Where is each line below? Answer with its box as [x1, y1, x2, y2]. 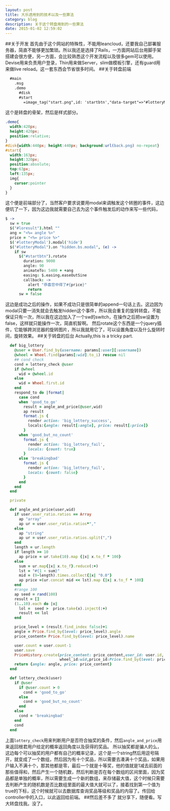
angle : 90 [23, 264, 44, 269]
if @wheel [14, 366, 35, 372]
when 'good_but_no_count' [18, 432, 73, 438]
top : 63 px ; [10, 166, 30, 172]
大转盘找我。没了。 [5, 800, 46, 806]
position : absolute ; [10, 162, 51, 167]
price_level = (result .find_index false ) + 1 [14, 624, 108, 630]
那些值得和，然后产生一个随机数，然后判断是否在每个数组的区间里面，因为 [5, 769, 160, 775]
